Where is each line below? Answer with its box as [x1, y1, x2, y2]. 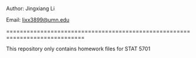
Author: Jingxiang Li [6, 5, 55, 12]
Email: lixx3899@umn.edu [6, 16, 69, 23]
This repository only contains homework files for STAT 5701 [6, 45, 151, 52]
